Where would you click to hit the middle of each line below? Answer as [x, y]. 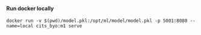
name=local [20, 26]
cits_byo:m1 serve [59, 26]
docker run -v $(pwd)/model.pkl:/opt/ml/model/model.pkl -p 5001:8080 [97, 21]
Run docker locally [30, 8]
